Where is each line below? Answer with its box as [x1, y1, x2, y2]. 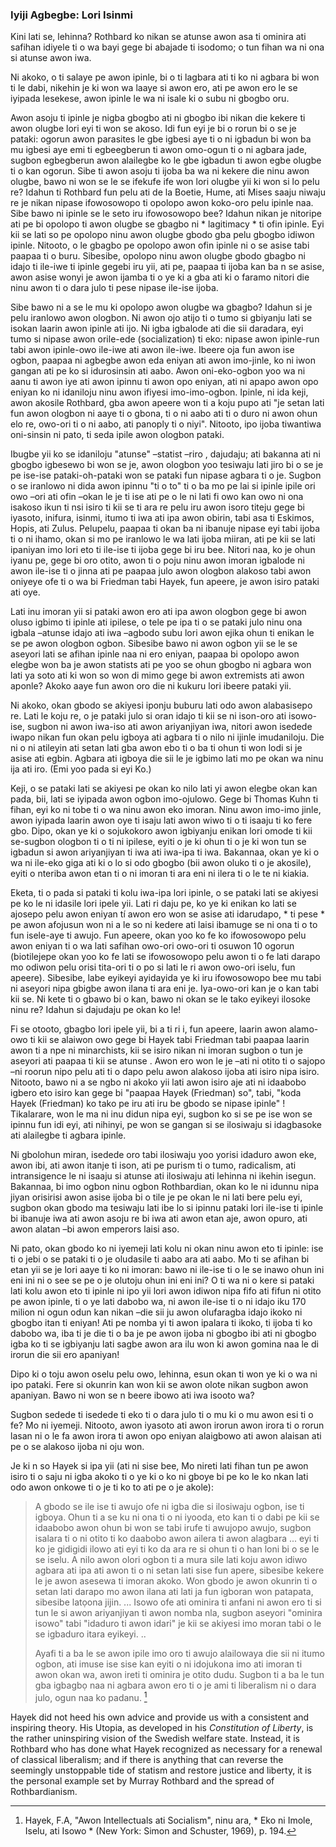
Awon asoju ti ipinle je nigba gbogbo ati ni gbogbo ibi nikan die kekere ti [10, 112, 306, 124]
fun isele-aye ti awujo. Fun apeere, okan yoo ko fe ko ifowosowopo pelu [10, 929, 307, 942]
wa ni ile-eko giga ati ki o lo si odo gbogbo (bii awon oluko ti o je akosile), [10, 857, 312, 869]
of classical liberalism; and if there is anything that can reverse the [10, 1753, 284, 1765]
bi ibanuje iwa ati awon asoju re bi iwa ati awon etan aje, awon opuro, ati [10, 1213, 308, 1225]
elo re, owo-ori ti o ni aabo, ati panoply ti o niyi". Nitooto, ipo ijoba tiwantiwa [10, 418, 322, 430]
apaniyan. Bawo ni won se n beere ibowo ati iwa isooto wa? [10, 1389, 255, 1402]
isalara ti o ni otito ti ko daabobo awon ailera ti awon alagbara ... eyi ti [34, 1533, 320, 1545]
